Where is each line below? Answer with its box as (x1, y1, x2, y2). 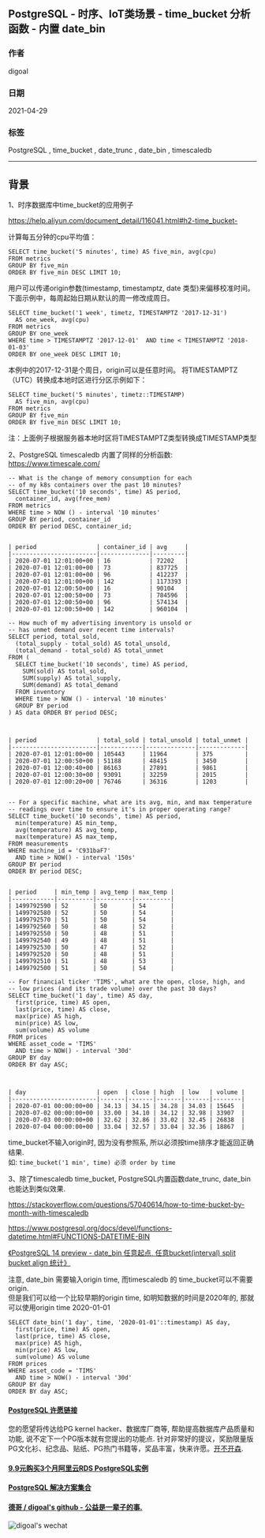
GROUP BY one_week (8, 330, 69, 338)
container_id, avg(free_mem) (15, 495, 111, 503)
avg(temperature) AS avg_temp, (15, 827, 118, 834)
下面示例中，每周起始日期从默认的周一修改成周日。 (8, 293, 174, 303)
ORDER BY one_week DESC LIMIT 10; (8, 350, 122, 359)
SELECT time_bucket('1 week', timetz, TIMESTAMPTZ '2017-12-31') (8, 309, 227, 317)
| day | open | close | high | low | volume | (8, 1088, 245, 1096)
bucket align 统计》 (8, 1258, 71, 1267)
